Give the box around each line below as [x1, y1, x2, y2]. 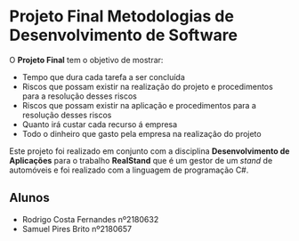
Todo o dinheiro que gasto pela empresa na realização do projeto [21, 128, 262, 139]
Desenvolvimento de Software [9, 25, 238, 45]
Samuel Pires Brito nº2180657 [21, 223, 132, 234]
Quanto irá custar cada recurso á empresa [21, 118, 178, 130]
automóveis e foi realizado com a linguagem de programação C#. [9, 165, 249, 175]
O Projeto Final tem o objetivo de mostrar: [9, 54, 164, 65]
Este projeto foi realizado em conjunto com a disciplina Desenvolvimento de [9, 145, 290, 157]
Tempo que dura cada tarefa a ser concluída [21, 71, 185, 82]
